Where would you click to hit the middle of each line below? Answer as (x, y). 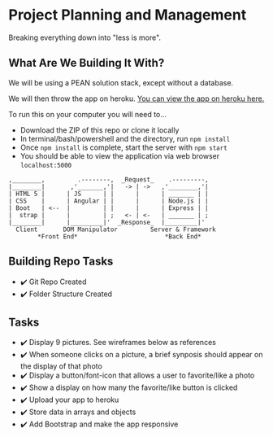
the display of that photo (61, 366)
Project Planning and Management (128, 15)
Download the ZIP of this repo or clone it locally (100, 130)
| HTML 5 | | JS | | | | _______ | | (108, 194)
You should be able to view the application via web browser (120, 155)
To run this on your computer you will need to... (87, 114)
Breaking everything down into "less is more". (84, 37)
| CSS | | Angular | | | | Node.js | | (108, 201)
